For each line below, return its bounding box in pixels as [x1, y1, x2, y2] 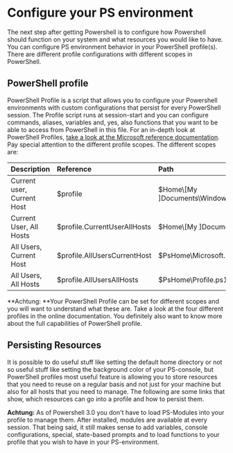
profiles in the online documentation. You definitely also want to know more [7, 311, 223, 320]
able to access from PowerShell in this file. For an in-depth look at [7, 125, 196, 133]
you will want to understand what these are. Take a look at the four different [7, 304, 224, 313]
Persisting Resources [7, 339, 102, 352]
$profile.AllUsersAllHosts [56, 274, 139, 284]
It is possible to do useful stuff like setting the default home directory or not [7, 358, 223, 366]
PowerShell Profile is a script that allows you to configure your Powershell [7, 96, 218, 104]
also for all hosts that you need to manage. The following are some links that [7, 387, 225, 395]
